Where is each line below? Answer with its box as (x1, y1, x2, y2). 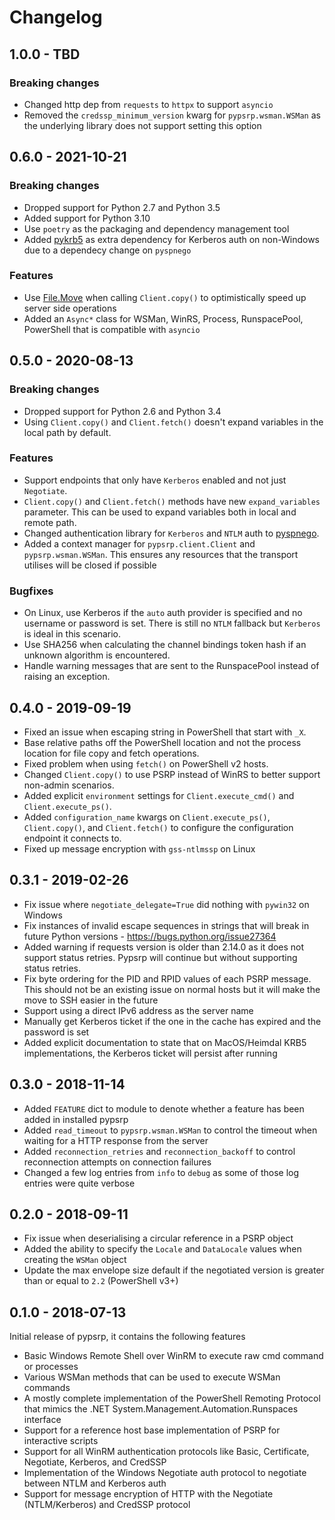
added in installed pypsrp (23, 1113, 129, 1125)
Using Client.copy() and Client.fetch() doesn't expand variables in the (23, 416, 324, 428)
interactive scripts (23, 1435, 99, 1447)
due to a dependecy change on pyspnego (23, 244, 192, 256)
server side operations (23, 302, 117, 314)
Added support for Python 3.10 (23, 212, 151, 224)
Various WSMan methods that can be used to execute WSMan (23, 1371, 281, 1383)
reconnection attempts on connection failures (23, 1156, 212, 1168)
